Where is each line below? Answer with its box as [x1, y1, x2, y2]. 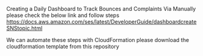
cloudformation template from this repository [6, 43, 119, 50]
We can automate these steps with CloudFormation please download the [6, 37, 190, 43]
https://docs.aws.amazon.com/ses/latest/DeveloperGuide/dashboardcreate [6, 18, 197, 25]
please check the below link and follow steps [6, 12, 120, 19]
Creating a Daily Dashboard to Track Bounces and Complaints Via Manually [6, 5, 196, 12]
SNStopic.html [6, 24, 43, 32]
